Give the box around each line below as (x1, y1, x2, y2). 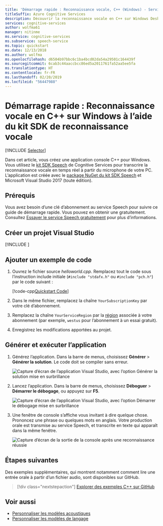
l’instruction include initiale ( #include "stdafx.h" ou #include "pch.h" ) (12, 274, 154, 279)
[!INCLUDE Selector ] (5, 147, 46, 153)
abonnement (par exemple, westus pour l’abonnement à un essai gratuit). (12, 318, 158, 323)
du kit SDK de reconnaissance (5, 121, 129, 132)
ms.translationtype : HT (5, 66, 53, 71)
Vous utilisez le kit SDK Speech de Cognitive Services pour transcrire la (5, 162, 148, 168)
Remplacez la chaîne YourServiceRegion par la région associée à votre (12, 312, 152, 318)
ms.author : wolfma (5, 52, 42, 57)
